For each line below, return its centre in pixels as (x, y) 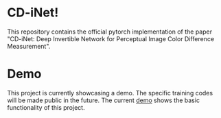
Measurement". (29, 46)
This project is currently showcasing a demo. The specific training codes (110, 93)
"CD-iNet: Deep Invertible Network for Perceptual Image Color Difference (111, 38)
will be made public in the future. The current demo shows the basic (104, 100)
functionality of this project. (46, 107)
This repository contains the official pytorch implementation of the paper (110, 32)
